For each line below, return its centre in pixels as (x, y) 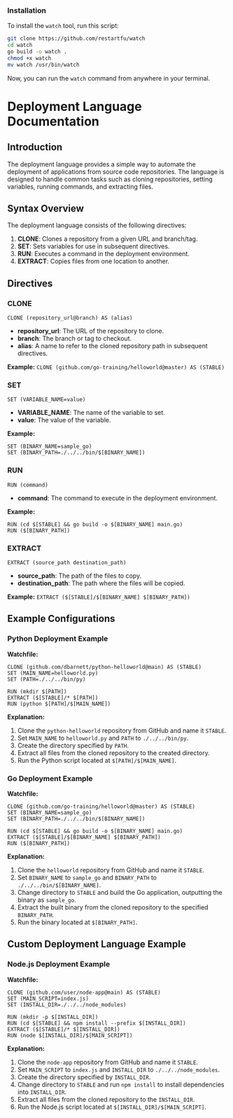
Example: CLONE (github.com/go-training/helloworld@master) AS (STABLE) (116, 367)
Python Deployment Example (58, 639)
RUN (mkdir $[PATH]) (37, 691)
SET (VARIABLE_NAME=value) (47, 400)
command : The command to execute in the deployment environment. (118, 498)
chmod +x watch (29, 58)
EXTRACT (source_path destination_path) (67, 563)
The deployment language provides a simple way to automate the (101, 164)
